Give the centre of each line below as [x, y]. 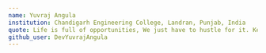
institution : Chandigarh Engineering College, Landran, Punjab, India [127, 23]
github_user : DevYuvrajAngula [58, 37]
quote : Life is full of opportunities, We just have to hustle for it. [129, 30]
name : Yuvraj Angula [42, 15]
